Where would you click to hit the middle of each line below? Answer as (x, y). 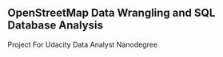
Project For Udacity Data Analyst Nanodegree (82, 44)
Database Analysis (55, 26)
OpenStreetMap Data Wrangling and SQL (111, 13)
